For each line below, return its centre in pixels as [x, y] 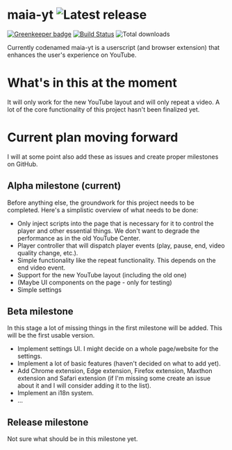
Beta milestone [41, 312]
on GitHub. [23, 164]
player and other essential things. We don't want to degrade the [108, 231]
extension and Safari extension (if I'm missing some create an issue [114, 379]
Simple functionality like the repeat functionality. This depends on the [117, 260]
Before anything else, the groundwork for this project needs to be [101, 202]
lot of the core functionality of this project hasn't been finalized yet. [103, 109]
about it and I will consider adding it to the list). [84, 386]
